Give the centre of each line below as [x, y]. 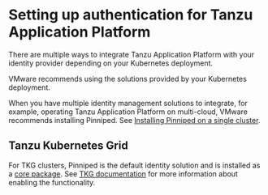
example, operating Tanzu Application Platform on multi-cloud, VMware [128, 112]
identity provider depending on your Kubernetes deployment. [111, 63]
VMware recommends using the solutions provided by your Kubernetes [128, 78]
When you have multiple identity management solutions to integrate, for [128, 103]
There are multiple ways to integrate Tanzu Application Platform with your [132, 54]
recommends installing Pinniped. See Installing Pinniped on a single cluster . [134, 120]
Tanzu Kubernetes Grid [68, 146]
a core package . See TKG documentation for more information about [123, 174]
